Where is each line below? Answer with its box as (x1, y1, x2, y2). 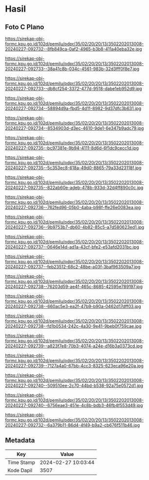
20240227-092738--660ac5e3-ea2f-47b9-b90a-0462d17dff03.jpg (5, 304, 141, 309)
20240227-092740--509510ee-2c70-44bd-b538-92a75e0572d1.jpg (5, 383, 144, 388)
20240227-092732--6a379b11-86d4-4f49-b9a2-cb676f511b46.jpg (5, 422, 140, 428)
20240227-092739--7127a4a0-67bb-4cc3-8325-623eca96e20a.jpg (5, 363, 144, 368)
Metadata (5, 436, 35, 444)
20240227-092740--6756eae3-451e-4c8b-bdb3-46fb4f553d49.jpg (5, 403, 143, 408)
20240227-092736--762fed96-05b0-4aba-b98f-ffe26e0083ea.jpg (5, 205, 141, 210)
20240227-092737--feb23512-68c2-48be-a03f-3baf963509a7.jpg (5, 264, 141, 269)
